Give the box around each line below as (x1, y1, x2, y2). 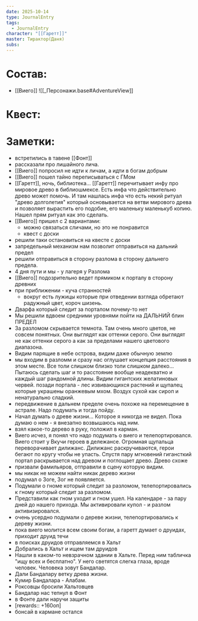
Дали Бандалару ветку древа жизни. (14, 570, 108, 577)
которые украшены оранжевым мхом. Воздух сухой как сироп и (14, 387, 179, 394)
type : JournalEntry (6, 14, 54, 20)
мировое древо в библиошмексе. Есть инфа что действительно (14, 186, 176, 193)
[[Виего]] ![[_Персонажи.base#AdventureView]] (14, 87, 134, 94)
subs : (6, 42, 20, 48)
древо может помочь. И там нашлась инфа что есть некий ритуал (14, 192, 182, 199)
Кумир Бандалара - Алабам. (14, 577, 87, 584)
